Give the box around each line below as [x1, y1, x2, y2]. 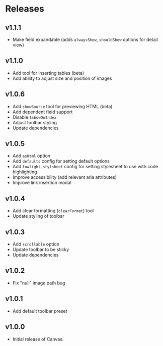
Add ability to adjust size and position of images [12, 75, 112, 81]
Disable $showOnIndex [12, 114, 57, 120]
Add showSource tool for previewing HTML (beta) [12, 103, 113, 109]
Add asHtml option [12, 153, 51, 159]
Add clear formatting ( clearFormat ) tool [12, 208, 94, 214]
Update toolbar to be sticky [12, 246, 69, 253]
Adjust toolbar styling [12, 119, 57, 125]
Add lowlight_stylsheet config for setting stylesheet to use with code [12, 164, 158, 170]
